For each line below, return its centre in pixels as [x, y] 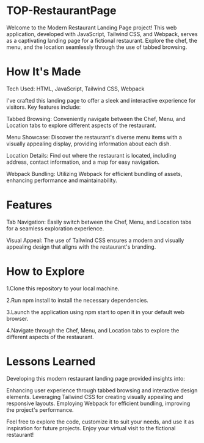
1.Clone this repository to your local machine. [63, 288]
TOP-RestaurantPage [61, 11]
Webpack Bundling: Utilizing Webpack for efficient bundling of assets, [94, 174]
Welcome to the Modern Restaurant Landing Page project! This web [92, 27]
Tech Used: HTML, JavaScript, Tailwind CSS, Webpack [75, 89]
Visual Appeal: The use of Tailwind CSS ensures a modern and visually [95, 240]
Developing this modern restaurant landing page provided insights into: [96, 378]
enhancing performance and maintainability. [62, 180]
